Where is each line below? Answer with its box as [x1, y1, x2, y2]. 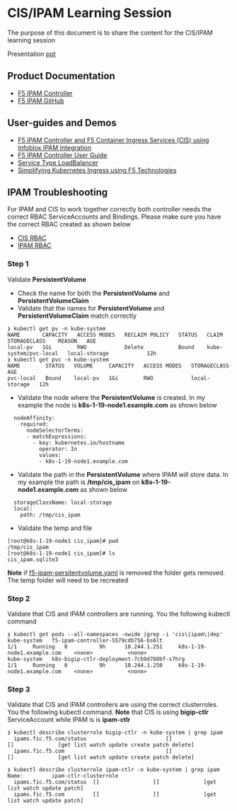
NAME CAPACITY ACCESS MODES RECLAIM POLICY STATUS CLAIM [7, 331, 223, 338]
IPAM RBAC [17, 241, 52, 250]
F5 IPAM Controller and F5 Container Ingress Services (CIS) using [17, 136, 209, 144]
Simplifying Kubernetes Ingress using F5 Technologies [17, 166, 177, 174]
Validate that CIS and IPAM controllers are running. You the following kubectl [7, 609, 231, 618]
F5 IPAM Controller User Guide [17, 151, 108, 159]
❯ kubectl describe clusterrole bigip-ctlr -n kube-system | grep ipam [7, 729, 223, 737]
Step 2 [7, 593, 30, 603]
